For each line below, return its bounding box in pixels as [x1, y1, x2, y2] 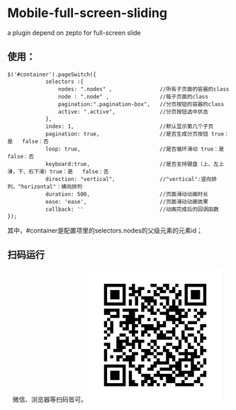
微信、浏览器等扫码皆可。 [12, 395, 87, 404]
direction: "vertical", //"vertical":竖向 [45, 175, 212, 182]
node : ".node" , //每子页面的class [57, 93, 209, 100]
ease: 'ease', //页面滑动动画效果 [45, 198, 209, 205]
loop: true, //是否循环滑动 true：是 [45, 145, 225, 153]
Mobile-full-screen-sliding [7, 5, 168, 21]
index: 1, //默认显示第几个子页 [45, 123, 214, 130]
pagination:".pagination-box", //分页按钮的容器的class [57, 101, 225, 108]
